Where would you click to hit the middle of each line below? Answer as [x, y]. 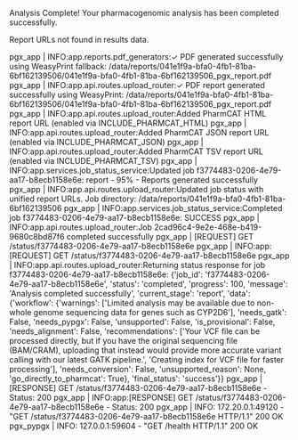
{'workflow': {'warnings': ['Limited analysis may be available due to [132, 303]
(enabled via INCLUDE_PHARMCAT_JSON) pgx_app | [106, 142]
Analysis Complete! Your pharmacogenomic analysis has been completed [144, 13]
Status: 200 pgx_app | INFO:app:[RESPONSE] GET [101, 397]
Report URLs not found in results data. [79, 40]
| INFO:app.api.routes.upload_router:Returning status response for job [137, 265]
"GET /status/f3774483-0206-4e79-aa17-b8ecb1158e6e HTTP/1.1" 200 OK [146, 416]
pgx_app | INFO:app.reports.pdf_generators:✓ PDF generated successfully [146, 57]
